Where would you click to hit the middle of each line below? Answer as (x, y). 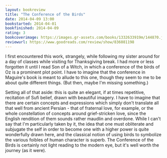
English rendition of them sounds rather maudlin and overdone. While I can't (83, 118)
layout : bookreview (25, 10)
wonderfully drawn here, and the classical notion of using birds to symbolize (83, 134)
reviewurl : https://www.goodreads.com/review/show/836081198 (70, 42)
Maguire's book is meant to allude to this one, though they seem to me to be (83, 77)
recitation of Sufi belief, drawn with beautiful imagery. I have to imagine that (83, 97)
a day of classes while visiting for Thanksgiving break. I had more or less (80, 61)
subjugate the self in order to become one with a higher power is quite (77, 129)
